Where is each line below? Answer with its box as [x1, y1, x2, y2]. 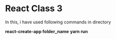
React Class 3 [5, 3, 63, 14]
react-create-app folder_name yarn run [5, 28, 88, 34]
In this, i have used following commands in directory [5, 19, 111, 25]
